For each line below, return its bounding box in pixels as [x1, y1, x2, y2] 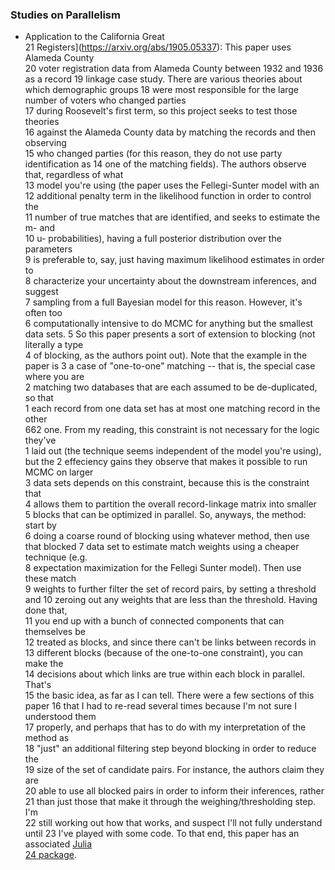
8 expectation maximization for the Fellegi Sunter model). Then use [24, 562, 302, 574]
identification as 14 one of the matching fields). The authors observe [24, 158, 307, 170]
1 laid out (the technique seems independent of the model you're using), [24, 445, 322, 457]
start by [24, 519, 57, 532]
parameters [24, 243, 73, 255]
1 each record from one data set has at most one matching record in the [24, 403, 321, 415]
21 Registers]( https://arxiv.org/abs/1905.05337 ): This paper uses [24, 41, 292, 53]
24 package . [24, 849, 78, 861]
